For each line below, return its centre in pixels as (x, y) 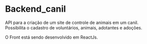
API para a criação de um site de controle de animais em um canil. (72, 22)
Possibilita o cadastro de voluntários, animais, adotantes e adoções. (74, 27)
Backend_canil (36, 9)
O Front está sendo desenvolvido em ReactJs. (51, 37)
